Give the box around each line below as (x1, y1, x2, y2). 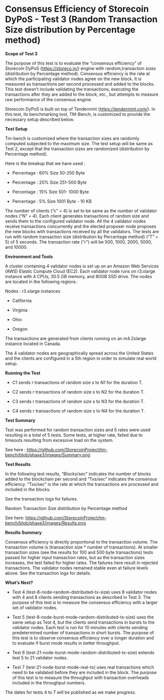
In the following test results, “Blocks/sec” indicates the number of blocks (5, 471, 151, 477)
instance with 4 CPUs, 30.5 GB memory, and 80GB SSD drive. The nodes (5, 273, 152, 279)
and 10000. (5, 244, 28, 250)
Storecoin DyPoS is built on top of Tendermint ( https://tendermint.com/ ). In (5, 106, 155, 112)
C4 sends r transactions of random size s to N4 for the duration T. (12, 408, 145, 414)
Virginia (12, 307, 28, 313)
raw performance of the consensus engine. (5, 96, 92, 102)
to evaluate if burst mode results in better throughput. (12, 640, 120, 646)
